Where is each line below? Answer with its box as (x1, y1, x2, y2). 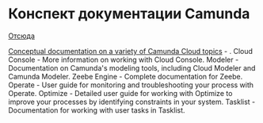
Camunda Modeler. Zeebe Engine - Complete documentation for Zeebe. (8, 71, 243, 81)
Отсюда (8, 31, 36, 40)
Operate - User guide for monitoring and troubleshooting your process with (8, 80, 254, 90)
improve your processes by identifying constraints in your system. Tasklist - (8, 97, 256, 106)
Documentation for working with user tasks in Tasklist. (8, 105, 185, 115)
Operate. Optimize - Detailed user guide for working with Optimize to (8, 88, 233, 98)
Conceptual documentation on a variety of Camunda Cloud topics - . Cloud (8, 46, 253, 56)
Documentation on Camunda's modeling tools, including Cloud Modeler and (8, 63, 256, 72)
